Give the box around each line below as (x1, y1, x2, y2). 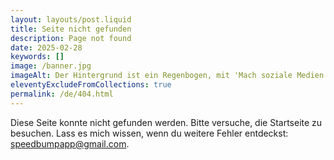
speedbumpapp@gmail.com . (10, 137, 130, 150)
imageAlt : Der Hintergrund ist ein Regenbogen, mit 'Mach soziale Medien (10, 71, 325, 81)
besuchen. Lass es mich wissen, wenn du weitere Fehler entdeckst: (10, 127, 289, 139)
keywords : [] (10, 52, 65, 62)
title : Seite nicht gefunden (10, 24, 132, 34)
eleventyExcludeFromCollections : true (10, 80, 172, 90)
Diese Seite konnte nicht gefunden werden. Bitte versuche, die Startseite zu (10, 116, 323, 128)
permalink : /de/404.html (10, 89, 114, 99)
